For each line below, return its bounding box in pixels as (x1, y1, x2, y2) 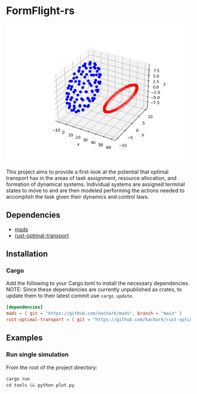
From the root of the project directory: (6, 364, 98, 371)
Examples (6, 333, 43, 343)
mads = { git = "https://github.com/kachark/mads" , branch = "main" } (6, 311, 182, 317)
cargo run (6, 376, 30, 382)
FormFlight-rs (6, 4, 75, 18)
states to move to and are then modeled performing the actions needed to (6, 186, 185, 194)
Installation (6, 249, 48, 259)
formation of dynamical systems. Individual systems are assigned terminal (6, 181, 185, 188)
